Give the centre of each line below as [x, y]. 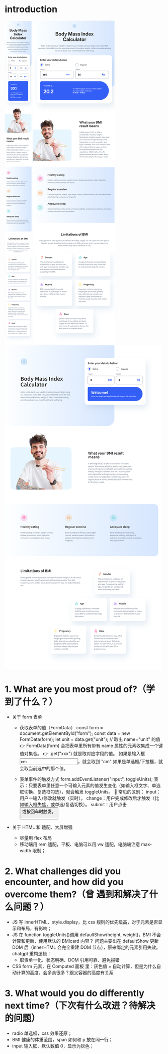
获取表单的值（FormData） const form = [61, 727]
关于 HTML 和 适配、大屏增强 [42, 827]
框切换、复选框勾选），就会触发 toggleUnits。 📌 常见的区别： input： [90, 792]
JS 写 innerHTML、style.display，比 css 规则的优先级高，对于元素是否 [85, 922]
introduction [31, 9]
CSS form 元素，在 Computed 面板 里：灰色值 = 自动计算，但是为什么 [84, 967]
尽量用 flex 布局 [36, 838]
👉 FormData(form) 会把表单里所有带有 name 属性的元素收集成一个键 [91, 745]
